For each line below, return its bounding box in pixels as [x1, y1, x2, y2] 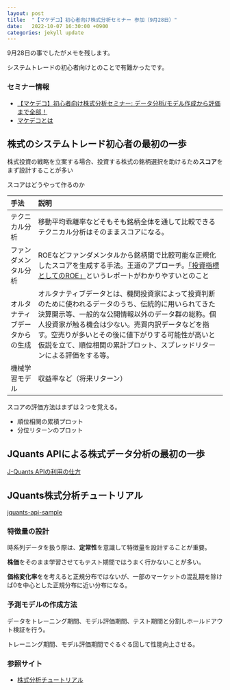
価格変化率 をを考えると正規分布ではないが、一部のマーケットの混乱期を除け [7, 573, 223, 581]
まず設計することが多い [7, 166, 73, 175]
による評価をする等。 [44, 351, 114, 360]
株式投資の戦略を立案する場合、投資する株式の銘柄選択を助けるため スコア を [7, 158, 223, 166]
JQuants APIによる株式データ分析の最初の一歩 [7, 448, 205, 460]
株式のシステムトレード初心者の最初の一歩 [7, 138, 187, 149]
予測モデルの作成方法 [7, 600, 77, 610]
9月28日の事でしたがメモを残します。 [7, 49, 114, 57]
